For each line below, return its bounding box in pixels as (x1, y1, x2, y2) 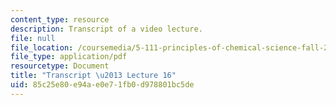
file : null (10, 33, 56, 43)
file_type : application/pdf (10, 52, 128, 62)
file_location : (10, 42, 74, 53)
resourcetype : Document (10, 61, 110, 71)
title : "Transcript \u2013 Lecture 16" (10, 71, 177, 81)
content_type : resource (10, 14, 110, 25)
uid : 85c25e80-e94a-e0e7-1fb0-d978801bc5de (10, 80, 195, 90)
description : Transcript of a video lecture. (10, 24, 203, 34)
